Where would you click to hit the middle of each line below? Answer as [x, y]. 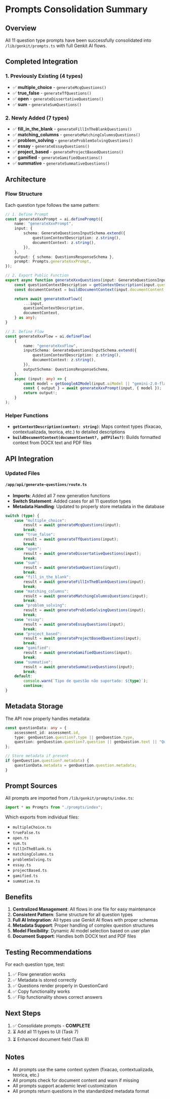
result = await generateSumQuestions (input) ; [72, 568]
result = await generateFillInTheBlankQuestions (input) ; [84, 582]
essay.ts [22, 865]
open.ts [20, 838]
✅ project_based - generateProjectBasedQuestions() [68, 151]
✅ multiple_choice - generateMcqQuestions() [59, 87]
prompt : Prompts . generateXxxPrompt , [53, 262]
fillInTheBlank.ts [32, 849]
